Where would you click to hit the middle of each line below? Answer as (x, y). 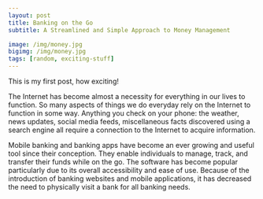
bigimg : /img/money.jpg (47, 52)
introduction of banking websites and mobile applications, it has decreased (130, 179)
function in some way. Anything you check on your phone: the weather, (124, 113)
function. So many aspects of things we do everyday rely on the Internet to (130, 105)
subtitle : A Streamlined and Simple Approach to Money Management (119, 30)
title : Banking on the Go (50, 23)
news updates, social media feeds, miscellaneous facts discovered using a (129, 122)
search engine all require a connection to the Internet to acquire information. (132, 130)
